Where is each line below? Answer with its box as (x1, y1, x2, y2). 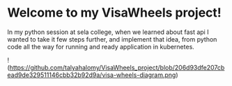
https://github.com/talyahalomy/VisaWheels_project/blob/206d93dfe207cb (9, 63, 225, 71)
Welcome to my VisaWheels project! (7, 5, 222, 21)
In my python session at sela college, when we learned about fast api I (7, 28, 209, 36)
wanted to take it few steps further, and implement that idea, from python (7, 35, 217, 43)
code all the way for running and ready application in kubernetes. (7, 42, 195, 51)
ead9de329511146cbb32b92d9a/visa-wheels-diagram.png (7, 71, 176, 79)
